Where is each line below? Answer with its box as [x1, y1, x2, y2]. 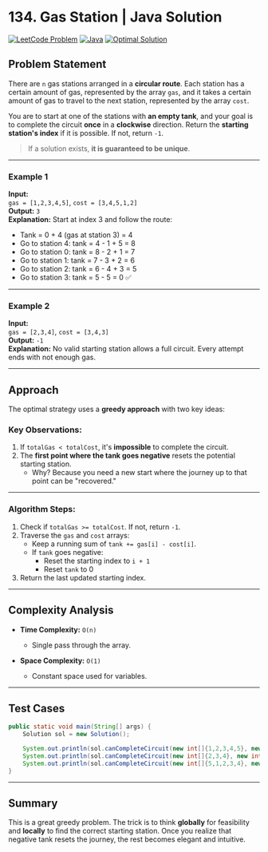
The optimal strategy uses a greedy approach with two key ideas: [8, 404, 225, 414]
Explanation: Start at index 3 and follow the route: [8, 215, 173, 224]
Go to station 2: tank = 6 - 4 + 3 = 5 [19, 264, 137, 274]
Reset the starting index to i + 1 [43, 556, 150, 565]
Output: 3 [8, 206, 41, 216]
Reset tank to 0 [43, 564, 94, 574]
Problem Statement [8, 57, 107, 71]
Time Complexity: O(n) [19, 624, 97, 634]
